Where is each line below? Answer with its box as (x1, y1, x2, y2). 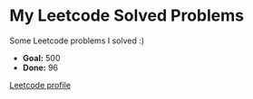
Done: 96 (22, 62, 59, 73)
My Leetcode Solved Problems (9, 5, 245, 26)
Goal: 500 (22, 52, 61, 63)
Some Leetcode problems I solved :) (9, 35, 145, 46)
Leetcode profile (9, 79, 71, 90)
